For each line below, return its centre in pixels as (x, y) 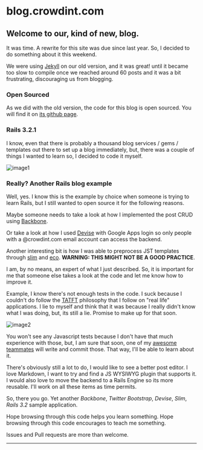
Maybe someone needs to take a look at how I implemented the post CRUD (100, 214)
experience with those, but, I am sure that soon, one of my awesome (92, 342)
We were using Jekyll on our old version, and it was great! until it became (97, 66)
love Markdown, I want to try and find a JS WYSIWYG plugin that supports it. (101, 374)
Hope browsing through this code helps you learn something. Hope (90, 416)
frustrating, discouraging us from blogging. (60, 79)
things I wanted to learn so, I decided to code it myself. (75, 156)
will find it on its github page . (42, 114)
